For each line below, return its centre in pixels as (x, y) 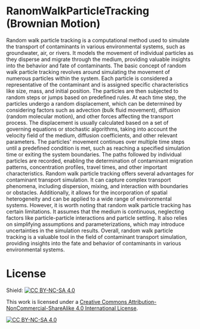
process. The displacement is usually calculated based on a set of (87, 122)
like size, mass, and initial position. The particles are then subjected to (93, 91)
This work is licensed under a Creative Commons (67, 302)
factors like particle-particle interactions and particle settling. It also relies (97, 218)
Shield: (15, 290)
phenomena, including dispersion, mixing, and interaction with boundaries (97, 186)
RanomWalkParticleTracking (78, 11)
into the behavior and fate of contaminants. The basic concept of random (96, 65)
